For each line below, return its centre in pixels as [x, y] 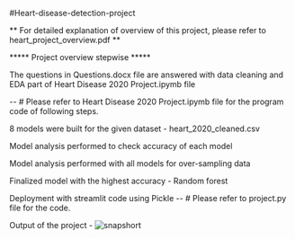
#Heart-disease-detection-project [72, 13]
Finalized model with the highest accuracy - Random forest [119, 181]
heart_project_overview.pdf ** [65, 40]
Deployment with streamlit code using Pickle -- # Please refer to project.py [148, 198]
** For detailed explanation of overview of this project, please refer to [138, 30]
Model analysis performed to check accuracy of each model [121, 146]
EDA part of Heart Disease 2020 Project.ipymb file [103, 84]
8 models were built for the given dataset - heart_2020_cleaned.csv [135, 128]
